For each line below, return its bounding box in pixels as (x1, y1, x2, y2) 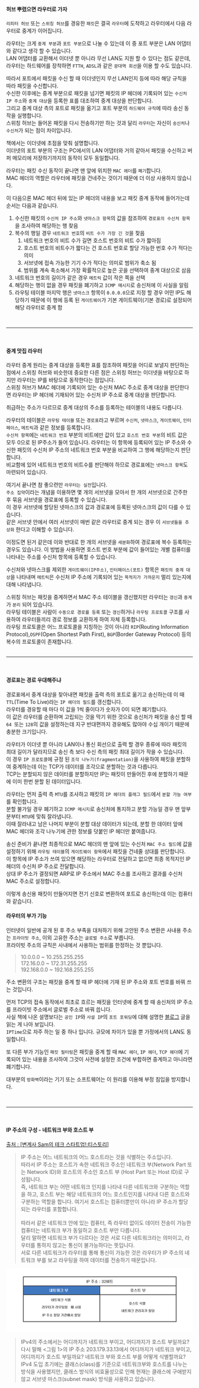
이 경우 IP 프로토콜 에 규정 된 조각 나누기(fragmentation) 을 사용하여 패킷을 (6, 756, 175, 763)
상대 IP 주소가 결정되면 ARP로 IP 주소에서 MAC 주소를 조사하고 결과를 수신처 (6, 870, 183, 877)
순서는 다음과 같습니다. (6, 202, 59, 209)
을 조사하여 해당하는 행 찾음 (14, 222, 79, 229)
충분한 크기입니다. (6, 728, 48, 735)
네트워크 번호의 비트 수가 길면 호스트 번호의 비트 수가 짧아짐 (23, 237, 161, 244)
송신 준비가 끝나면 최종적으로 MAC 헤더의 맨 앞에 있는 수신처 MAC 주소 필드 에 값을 (6, 840, 192, 847)
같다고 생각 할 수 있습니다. (12, 48, 73, 55)
